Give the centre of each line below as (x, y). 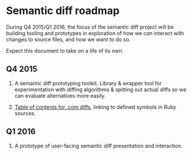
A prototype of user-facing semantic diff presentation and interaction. (99, 146)
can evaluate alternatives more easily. (60, 95)
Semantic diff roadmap (63, 11)
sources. (25, 113)
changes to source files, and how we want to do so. (68, 39)
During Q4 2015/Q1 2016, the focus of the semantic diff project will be (90, 27)
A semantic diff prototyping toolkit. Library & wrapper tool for (88, 83)
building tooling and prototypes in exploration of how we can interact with (95, 33)
